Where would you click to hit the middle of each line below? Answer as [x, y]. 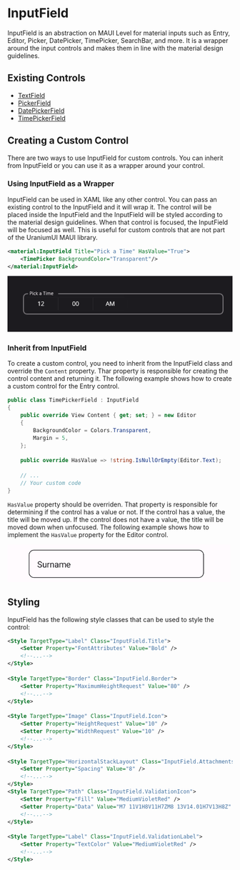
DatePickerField [41, 110]
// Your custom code [51, 483]
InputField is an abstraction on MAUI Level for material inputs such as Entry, [119, 33]
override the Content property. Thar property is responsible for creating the [118, 371]
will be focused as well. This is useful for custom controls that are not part [116, 229]
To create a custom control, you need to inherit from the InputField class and [120, 364]
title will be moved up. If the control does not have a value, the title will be [115, 519]
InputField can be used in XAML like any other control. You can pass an [112, 199]
